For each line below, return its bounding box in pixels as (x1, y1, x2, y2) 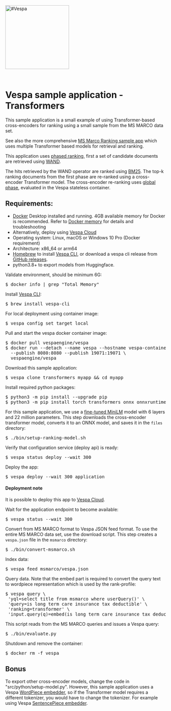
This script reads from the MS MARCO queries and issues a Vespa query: (5, 621, 159, 627)
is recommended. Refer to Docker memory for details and (12, 218, 134, 224)
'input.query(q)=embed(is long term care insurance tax (8, 611, 151, 617)
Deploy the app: (5, 464, 39, 470)
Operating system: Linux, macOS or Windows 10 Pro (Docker (12, 234, 140, 240)
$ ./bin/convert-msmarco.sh (5, 546, 75, 552)
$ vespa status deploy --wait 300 (5, 454, 92, 460)
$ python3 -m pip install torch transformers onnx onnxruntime (5, 399, 166, 405)
